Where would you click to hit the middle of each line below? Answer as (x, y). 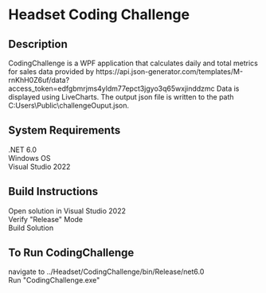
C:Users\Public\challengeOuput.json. (69, 105)
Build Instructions (53, 191)
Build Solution (31, 228)
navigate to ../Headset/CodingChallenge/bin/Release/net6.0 (106, 272)
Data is (228, 88)
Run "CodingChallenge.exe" (54, 280)
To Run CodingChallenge (71, 253)
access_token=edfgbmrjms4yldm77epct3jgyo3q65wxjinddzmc (111, 88)
